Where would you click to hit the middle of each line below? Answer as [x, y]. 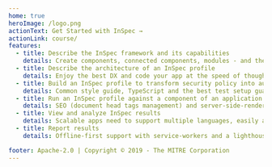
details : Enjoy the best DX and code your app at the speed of [132, 76]
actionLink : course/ [43, 38]
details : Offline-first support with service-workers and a [126, 136]
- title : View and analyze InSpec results [88, 114]
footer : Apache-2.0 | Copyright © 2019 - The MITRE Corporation [119, 150]
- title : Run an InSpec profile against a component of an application [139, 98]
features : [25, 46]
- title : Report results [57, 128]
